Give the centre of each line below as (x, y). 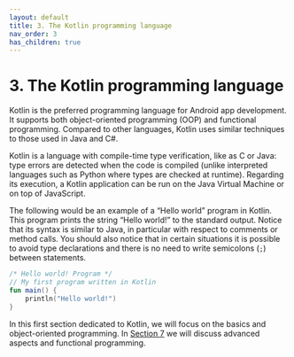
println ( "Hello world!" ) (71, 299)
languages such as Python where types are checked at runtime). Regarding (147, 175)
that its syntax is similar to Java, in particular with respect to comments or (144, 229)
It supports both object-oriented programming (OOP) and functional (133, 120)
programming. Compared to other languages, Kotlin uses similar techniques (147, 129)
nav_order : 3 (33, 34)
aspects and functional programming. (77, 343)
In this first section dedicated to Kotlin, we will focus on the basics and (138, 323)
